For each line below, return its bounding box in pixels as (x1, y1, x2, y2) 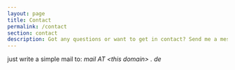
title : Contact (7, 17, 52, 24)
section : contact (7, 29, 58, 37)
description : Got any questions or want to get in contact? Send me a (7, 36, 218, 43)
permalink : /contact (7, 23, 68, 30)
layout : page (7, 10, 45, 17)
